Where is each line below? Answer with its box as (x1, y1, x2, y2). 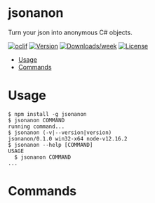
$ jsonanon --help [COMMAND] (8, 141, 93, 148)
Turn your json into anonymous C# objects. (8, 28, 133, 37)
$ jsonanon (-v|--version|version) (8, 129, 112, 136)
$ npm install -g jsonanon (8, 110, 87, 117)
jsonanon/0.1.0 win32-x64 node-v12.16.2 (8, 135, 128, 142)
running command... (8, 123, 65, 130)
